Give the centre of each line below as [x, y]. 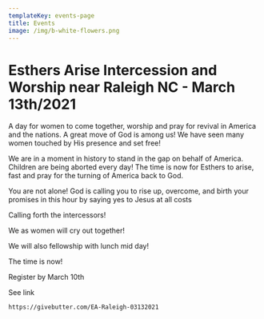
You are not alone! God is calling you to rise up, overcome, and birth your [129, 191]
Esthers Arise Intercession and [113, 70]
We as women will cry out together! [67, 231]
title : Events [32, 23]
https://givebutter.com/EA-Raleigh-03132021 [84, 307]
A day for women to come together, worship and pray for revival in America [132, 126]
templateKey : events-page [51, 16]
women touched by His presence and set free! [85, 143]
